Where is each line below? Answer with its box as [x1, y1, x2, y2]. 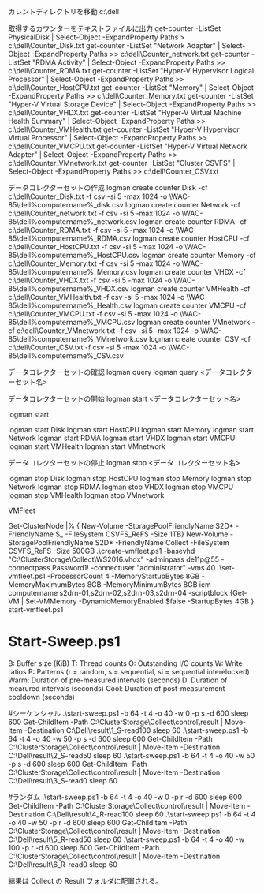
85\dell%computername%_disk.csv [8, 200, 124, 209]
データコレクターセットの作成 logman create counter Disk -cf [8, 183, 208, 192]
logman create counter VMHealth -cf [130, 284, 251, 293]
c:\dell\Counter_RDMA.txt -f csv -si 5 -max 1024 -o [8, 226, 174, 234]
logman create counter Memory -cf [141, 251, 256, 260]
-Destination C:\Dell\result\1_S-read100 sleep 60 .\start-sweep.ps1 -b [24, 725, 249, 735]
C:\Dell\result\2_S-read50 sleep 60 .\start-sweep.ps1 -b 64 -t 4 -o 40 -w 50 [8, 750, 255, 760]
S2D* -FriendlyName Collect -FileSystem [95, 538, 230, 547]
